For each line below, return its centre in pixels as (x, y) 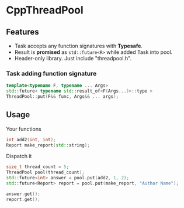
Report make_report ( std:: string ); (48, 145)
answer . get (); (23, 194)
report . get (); (23, 199)
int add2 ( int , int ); (31, 139)
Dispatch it (19, 156)
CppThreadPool (45, 10)
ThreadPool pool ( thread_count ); (45, 173)
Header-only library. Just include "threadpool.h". (73, 58)
